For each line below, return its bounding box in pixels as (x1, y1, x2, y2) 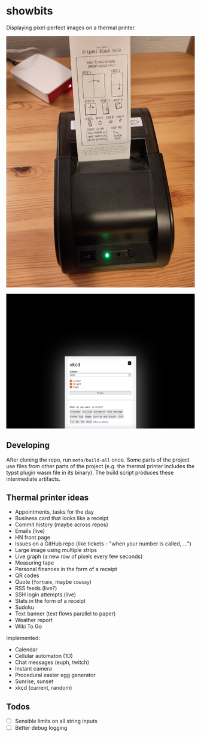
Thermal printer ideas (6, 492, 89, 502)
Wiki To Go (14, 623, 42, 630)
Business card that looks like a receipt (14, 515, 109, 522)
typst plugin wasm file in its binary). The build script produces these (6, 469, 174, 476)
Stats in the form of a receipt (14, 598, 86, 605)
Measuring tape (14, 559, 54, 566)
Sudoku (14, 603, 34, 611)
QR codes (14, 572, 39, 579)
